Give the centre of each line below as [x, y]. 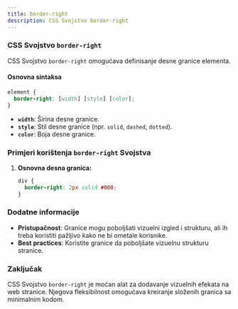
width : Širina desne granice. [58, 119]
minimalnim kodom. [36, 300]
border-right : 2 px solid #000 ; [71, 188]
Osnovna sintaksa [34, 77]
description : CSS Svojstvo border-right [68, 21]
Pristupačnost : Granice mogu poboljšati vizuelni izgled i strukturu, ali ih [123, 227]
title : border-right [38, 14]
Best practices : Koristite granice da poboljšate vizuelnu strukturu [113, 243]
